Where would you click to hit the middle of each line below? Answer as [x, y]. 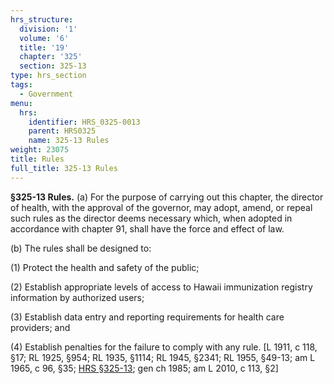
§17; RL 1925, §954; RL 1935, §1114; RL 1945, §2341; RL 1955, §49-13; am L [163, 357]
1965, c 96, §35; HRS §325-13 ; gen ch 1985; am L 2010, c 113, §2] [144, 368]
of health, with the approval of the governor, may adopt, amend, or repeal [161, 207]
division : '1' [48, 29]
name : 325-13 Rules [69, 141]
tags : [21, 85]
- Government [46, 94]
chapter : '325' [51, 57]
